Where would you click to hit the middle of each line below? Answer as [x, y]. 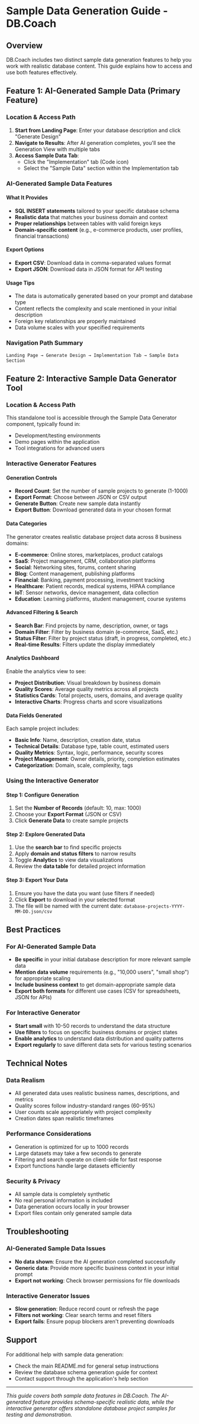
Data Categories [27, 523]
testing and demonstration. [39, 1414]
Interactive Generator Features [51, 463]
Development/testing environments [57, 435]
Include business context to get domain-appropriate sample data [95, 985]
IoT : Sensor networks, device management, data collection [86, 592]
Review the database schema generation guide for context [86, 1372]
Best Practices [33, 930]
